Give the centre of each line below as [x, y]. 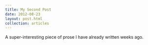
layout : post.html [24, 19]
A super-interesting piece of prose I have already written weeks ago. [74, 37]
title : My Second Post [28, 10]
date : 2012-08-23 [23, 14]
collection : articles [27, 23]
